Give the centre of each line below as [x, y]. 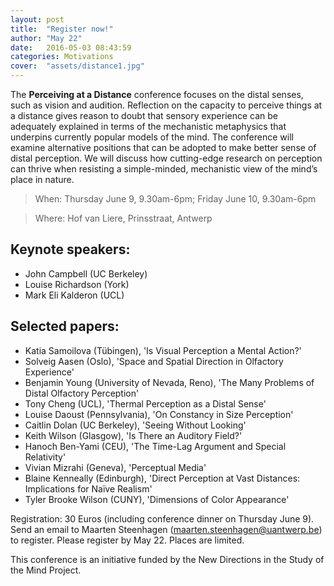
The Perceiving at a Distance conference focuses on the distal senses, [157, 94]
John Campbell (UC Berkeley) [86, 273]
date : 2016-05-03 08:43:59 [71, 47]
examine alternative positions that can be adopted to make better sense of [163, 147]
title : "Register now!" [62, 29]
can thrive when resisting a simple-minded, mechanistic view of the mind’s [164, 169]
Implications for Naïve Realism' [88, 488]
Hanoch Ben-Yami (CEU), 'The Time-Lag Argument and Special [155, 446]
